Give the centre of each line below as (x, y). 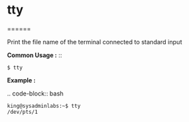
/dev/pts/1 (23, 112)
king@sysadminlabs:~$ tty (44, 106)
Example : (21, 80)
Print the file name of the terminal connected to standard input (94, 42)
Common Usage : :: (35, 55)
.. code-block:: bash (35, 93)
